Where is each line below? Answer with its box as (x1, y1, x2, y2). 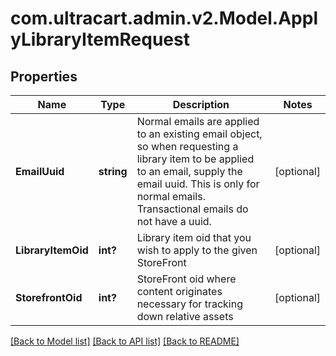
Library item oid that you (136, 231, 252, 244)
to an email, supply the (136, 165, 243, 178)
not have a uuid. (136, 215, 212, 228)
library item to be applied (136, 152, 255, 166)
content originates (136, 285, 223, 298)
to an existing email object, (136, 127, 263, 141)
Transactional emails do (136, 202, 249, 216)
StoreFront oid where (136, 272, 237, 286)
